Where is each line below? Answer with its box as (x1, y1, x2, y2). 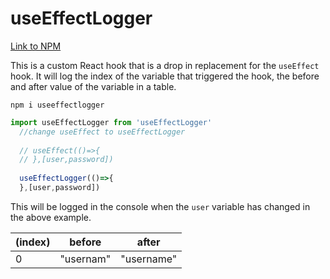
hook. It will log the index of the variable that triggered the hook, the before (10, 70, 320, 82)
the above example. (10, 211, 92, 223)
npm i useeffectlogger (10, 100, 105, 110)
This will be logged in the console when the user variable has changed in (10, 200, 311, 212)
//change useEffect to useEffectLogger (19, 127, 186, 137)
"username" (120, 252, 178, 266)
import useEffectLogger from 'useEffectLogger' (10, 117, 213, 127)
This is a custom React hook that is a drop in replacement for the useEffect (10, 59, 320, 71)
